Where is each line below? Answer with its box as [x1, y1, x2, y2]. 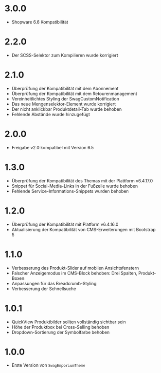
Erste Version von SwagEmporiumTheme [11, 362, 86, 368]
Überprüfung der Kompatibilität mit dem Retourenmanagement [11, 91, 137, 97]
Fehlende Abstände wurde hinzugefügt [11, 111, 90, 117]
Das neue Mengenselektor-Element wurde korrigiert [11, 101, 116, 107]
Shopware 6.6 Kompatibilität [11, 19, 69, 25]
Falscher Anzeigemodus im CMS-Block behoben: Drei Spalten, [11, 270, 138, 276]
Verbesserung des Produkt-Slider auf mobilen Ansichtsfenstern [11, 265, 139, 271]
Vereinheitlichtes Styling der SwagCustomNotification [11, 96, 120, 101]
